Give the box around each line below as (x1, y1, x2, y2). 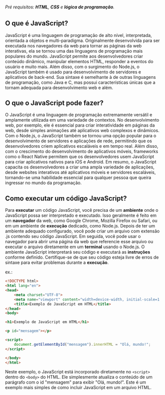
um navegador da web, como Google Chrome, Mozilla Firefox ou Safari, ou (5, 218, 158, 224)
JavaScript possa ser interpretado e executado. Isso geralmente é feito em (5, 212, 157, 219)
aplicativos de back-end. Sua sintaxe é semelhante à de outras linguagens (5, 74, 156, 80)
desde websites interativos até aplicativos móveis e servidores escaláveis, (5, 169, 156, 175)
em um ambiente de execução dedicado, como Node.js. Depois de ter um (5, 223, 155, 229)
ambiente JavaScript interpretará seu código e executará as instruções (5, 249, 150, 255)
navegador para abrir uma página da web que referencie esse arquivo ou (5, 239, 154, 245)
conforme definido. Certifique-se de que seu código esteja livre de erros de (5, 254, 159, 261)
